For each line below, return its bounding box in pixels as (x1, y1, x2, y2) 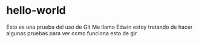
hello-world (6, 4, 67, 17)
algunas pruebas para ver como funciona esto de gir (6, 29, 137, 36)
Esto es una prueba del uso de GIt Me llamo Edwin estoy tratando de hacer (6, 23, 193, 30)
